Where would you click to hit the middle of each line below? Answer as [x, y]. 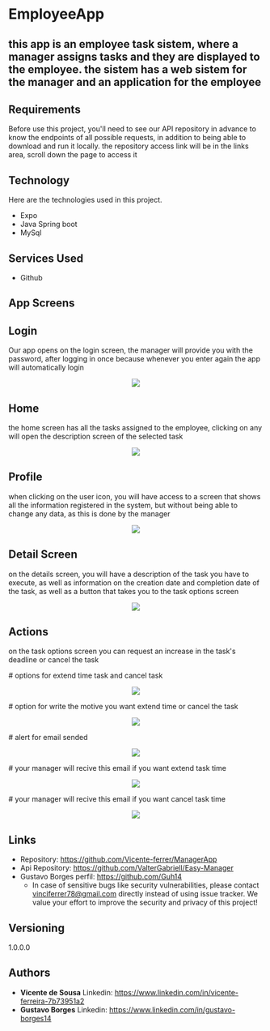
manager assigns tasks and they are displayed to [134, 56]
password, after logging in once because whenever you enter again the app [135, 359]
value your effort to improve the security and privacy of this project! [145, 903]
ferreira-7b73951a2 [52, 1001]
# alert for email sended [48, 738]
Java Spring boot [49, 225]
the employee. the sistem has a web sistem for [128, 69]
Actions [28, 632]
